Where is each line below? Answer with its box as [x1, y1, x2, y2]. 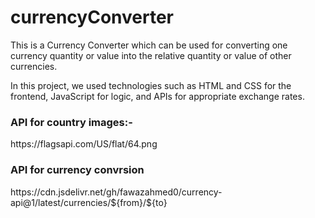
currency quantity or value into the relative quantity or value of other [10, 49, 292, 61]
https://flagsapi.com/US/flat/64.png [10, 138, 158, 150]
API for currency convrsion [10, 163, 145, 177]
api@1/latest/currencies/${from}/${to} [10, 196, 168, 208]
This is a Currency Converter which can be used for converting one [10, 39, 288, 51]
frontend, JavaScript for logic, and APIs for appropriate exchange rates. [10, 90, 305, 102]
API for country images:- [10, 115, 133, 129]
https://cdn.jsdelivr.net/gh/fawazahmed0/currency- [10, 186, 223, 198]
